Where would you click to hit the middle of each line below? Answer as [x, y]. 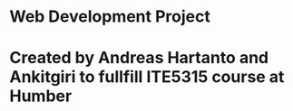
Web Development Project [110, 17]
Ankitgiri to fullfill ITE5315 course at [147, 77]
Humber [41, 96]
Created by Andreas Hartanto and [139, 58]
